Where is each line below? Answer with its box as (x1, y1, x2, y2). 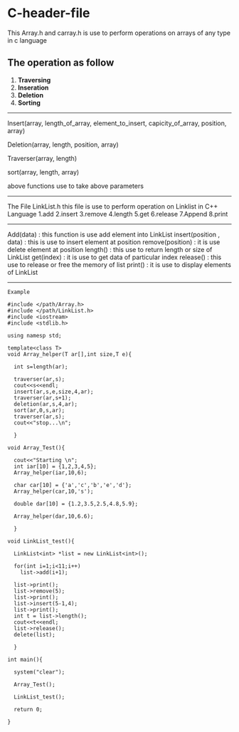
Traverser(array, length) (7, 154, 78, 162)
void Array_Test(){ (7, 444, 65, 451)
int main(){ (7, 656, 43, 663)
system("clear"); (14, 668, 65, 676)
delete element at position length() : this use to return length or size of (7, 245, 213, 253)
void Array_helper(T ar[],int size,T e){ (7, 350, 132, 357)
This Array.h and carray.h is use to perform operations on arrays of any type (7, 28, 231, 37)
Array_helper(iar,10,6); (14, 469, 87, 476)
